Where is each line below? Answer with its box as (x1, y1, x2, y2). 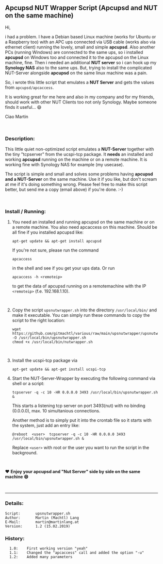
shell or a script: (12, 381, 45, 387)
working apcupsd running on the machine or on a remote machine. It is (5, 156, 147, 162)
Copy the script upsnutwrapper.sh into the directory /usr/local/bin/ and (12, 307, 157, 313)
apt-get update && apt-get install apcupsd (12, 239, 102, 244)
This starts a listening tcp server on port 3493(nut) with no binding (12, 403, 146, 409)
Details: (5, 500, 24, 507)
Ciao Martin (5, 114, 29, 120)
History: (5, 535, 25, 542)
